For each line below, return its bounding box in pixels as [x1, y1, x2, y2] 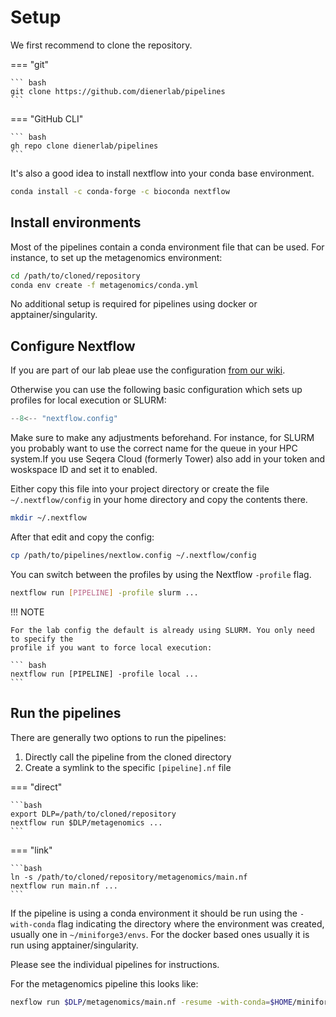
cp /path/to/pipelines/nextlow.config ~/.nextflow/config [10, 550, 257, 560]
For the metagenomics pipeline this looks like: [10, 977, 199, 990]
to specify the [10, 634, 74, 644]
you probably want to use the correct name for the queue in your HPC [10, 442, 298, 455]
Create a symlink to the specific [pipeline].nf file [24, 761, 232, 773]
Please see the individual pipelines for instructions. [10, 958, 220, 970]
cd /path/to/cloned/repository [10, 271, 141, 281]
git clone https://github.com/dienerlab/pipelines [10, 86, 226, 96]
